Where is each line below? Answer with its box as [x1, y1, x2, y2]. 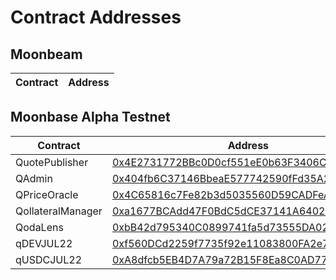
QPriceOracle [15, 187, 79, 201]
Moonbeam [10, 46, 83, 63]
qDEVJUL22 [15, 236, 73, 250]
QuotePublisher [15, 155, 89, 169]
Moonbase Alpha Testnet [10, 109, 171, 126]
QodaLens [15, 220, 64, 234]
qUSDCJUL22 [15, 252, 83, 266]
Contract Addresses [10, 6, 182, 29]
